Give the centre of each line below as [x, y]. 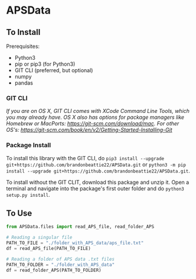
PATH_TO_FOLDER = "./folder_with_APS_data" [61, 265]
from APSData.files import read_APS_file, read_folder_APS [80, 227]
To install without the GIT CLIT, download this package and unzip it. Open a [98, 182]
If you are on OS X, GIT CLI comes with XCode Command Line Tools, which [98, 111]
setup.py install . [28, 194]
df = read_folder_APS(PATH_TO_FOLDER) [54, 270]
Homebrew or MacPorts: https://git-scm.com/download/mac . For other [93, 124]
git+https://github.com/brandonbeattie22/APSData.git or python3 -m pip [96, 164]
